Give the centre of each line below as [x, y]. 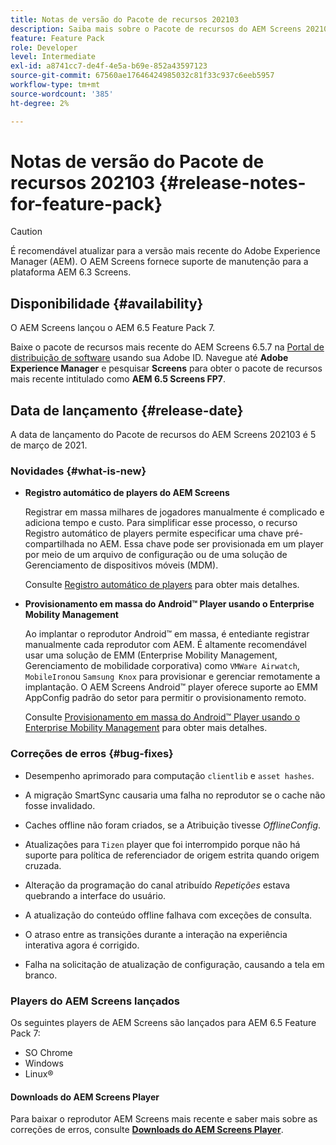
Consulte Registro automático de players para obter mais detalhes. [162, 585]
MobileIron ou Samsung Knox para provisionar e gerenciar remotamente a [172, 677]
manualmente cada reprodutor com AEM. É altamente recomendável [165, 645]
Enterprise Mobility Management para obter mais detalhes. [146, 728]
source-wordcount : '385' [62, 94]
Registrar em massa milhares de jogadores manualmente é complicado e [174, 512]
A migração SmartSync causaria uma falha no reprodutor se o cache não [175, 795]
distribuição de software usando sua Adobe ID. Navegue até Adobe [149, 358]
